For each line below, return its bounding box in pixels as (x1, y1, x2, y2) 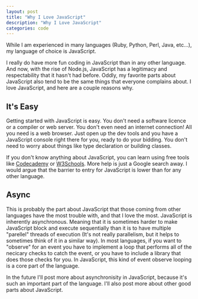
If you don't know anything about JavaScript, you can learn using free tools (6, 154, 190, 161)
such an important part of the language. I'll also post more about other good (6, 279, 191, 287)
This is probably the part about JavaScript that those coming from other (6, 205, 181, 213)
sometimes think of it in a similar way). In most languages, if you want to (6, 237, 182, 244)
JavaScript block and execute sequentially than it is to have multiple (6, 224, 171, 232)
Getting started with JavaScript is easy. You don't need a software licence (6, 117, 186, 124)
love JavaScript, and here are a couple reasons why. (6, 84, 134, 92)
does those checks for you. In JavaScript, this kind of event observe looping (6, 256, 192, 263)
